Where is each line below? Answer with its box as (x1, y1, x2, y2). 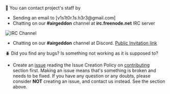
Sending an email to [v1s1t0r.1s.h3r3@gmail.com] (12, 15, 116, 20)
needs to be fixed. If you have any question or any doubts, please (12, 73, 151, 79)
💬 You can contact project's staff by (5, 5, 81, 11)
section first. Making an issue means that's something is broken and (12, 67, 156, 74)
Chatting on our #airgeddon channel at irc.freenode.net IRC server (12, 20, 155, 26)
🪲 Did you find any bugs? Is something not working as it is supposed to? (5, 50, 158, 56)
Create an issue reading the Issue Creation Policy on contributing (12, 62, 150, 68)
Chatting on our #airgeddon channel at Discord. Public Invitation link (12, 40, 157, 46)
